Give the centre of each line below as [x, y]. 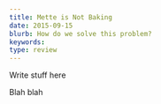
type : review [33, 50]
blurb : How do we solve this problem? [80, 33]
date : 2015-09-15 [41, 26]
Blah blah [26, 93]
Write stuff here [38, 75]
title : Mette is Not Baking [61, 17]
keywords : [27, 42]
